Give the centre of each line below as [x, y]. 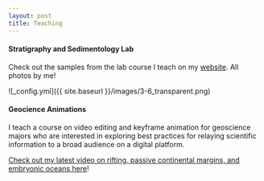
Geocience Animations [47, 109]
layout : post [30, 16]
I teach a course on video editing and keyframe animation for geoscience [130, 127]
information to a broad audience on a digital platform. [97, 144]
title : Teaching [35, 23]
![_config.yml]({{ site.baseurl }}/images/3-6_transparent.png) [109, 91]
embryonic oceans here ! [49, 168]
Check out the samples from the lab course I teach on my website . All [124, 67]
